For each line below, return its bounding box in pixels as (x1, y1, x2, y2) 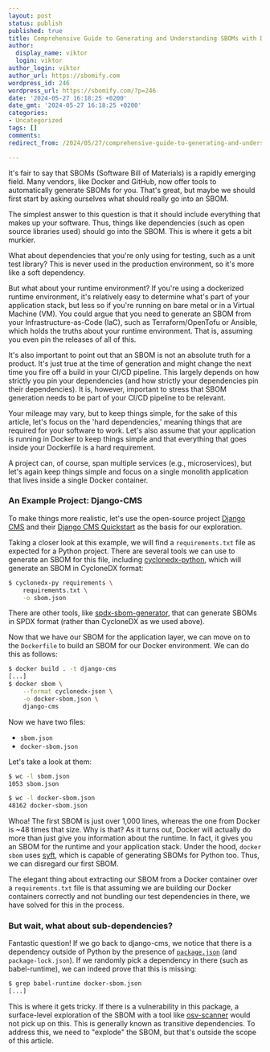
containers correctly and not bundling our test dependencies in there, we (8, 892, 251, 902)
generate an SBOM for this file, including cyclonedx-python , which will (8, 554, 242, 564)
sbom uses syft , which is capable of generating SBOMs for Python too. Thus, (8, 850, 260, 861)
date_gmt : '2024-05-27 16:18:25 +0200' (8, 101, 142, 109)
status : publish (8, 19, 63, 27)
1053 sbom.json (8, 779, 59, 788)
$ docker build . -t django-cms (8, 665, 117, 673)
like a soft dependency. (8, 267, 86, 277)
